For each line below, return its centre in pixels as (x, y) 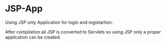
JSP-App (24, 9)
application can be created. (33, 37)
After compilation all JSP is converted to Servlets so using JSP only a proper (83, 32)
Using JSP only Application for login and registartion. (59, 22)
